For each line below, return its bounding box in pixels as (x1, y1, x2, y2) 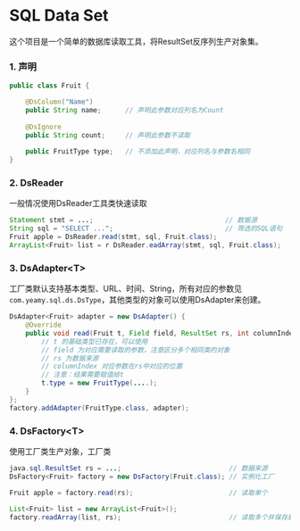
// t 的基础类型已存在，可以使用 (41, 336, 148, 346)
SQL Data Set (9, 5, 109, 26)
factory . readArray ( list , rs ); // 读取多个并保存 (9, 512, 288, 522)
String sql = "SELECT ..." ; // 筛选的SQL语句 (9, 224, 283, 233)
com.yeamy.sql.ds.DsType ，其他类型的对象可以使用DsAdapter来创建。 (9, 295, 266, 305)
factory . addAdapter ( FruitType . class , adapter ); (9, 403, 190, 412)
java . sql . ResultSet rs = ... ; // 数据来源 (9, 464, 268, 473)
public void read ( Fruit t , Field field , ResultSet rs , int (25, 328, 250, 337)
